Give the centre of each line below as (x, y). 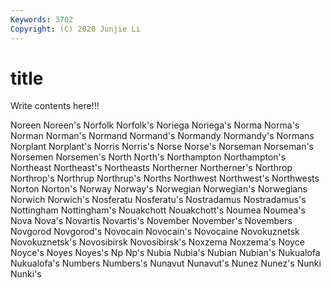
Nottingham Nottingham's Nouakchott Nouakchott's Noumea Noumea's (158, 210)
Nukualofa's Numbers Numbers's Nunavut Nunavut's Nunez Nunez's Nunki (166, 263)
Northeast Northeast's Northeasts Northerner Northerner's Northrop (151, 168)
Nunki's (26, 274)
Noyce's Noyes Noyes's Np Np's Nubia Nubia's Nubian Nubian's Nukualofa (165, 253)
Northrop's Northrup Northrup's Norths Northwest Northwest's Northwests (165, 178)
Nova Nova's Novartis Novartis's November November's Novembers (151, 221)
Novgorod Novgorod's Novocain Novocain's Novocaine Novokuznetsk (155, 232)
